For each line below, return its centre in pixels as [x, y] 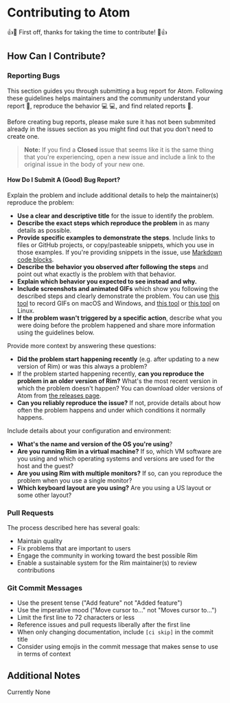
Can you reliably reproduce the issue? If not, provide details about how [119, 402]
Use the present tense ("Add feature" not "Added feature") [100, 603]
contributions [36, 571]
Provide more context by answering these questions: [82, 345]
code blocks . [35, 260]
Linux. [26, 310]
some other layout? [44, 495]
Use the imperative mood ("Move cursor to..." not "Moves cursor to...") [117, 610]
